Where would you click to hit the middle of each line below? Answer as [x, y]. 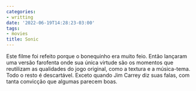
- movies [17, 34]
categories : [21, 12]
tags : [13, 28]
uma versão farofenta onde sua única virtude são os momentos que [90, 62]
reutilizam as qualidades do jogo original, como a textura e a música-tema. [98, 69]
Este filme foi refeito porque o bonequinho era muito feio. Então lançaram [97, 56]
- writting [20, 17]
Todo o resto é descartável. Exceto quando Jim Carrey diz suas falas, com [98, 75]
